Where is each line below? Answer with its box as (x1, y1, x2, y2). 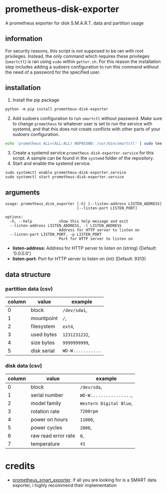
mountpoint (30, 314, 58, 321)
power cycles (30, 424, 62, 431)
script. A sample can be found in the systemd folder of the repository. (12, 155, 154, 161)
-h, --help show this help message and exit (9, 219, 128, 224)
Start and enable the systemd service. (12, 160, 91, 166)
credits (5, 460, 35, 472)
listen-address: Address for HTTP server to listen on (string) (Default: (12, 245, 157, 251)
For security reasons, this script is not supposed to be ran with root (5, 47, 144, 53)
